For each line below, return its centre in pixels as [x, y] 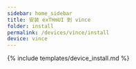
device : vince [28, 39]
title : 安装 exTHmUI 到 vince [49, 20]
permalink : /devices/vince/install [58, 32]
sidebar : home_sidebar [40, 13]
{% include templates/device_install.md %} [68, 58]
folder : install [30, 26]
